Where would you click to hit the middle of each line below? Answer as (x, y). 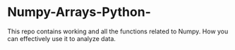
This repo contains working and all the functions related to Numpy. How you (118, 31)
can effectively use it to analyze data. (62, 38)
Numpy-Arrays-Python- (79, 12)
